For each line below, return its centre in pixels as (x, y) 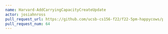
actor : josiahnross (25, 14)
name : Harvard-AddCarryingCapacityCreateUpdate (56, 10)
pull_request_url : (24, 19)
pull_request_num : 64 (28, 24)
